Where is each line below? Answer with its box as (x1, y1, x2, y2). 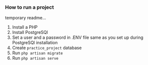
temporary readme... (5, 15, 46, 21)
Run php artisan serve (12, 55, 58, 61)
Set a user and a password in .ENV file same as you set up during (12, 34, 144, 40)
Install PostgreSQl (12, 30, 48, 35)
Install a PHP (12, 24, 38, 30)
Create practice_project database (12, 45, 82, 51)
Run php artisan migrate (12, 50, 63, 56)
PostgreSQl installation (12, 40, 58, 46)
